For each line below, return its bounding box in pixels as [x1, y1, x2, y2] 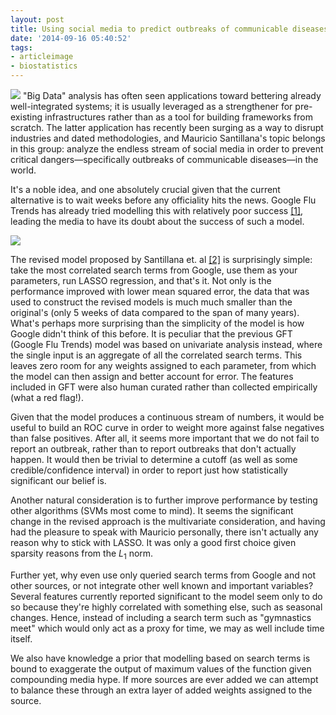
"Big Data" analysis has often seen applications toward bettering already [22, 90, 322, 101]
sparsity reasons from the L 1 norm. [10, 547, 154, 561]
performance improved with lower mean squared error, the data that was [10, 286, 310, 297]
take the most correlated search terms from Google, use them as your [10, 264, 298, 276]
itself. [10, 632, 33, 645]
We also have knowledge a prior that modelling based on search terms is [10, 652, 311, 664]
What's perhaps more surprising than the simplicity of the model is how [10, 317, 305, 329]
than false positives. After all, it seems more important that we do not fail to [10, 432, 320, 444]
